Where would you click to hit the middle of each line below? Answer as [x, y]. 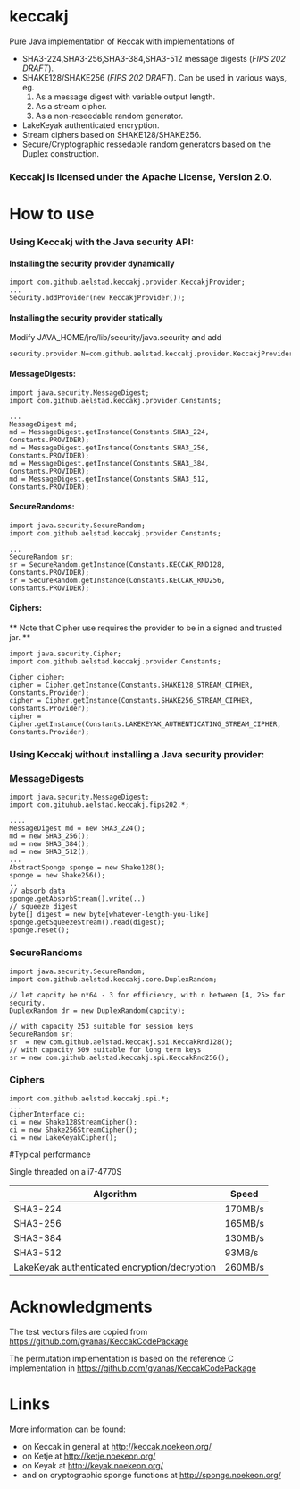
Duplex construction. [61, 153]
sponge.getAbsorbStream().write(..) [77, 899]
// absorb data [37, 891]
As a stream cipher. [71, 106]
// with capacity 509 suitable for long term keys [105, 1049]
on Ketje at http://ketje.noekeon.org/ [89, 1456]
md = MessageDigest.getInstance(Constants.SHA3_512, [109, 479]
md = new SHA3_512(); [50, 852]
